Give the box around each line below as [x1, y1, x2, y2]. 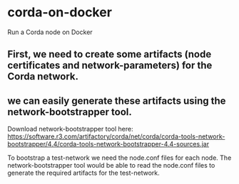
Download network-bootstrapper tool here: [7, 125, 133, 134]
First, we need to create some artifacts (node [7, 48, 212, 60]
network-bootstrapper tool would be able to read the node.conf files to [7, 161, 215, 170]
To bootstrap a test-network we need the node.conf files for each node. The [7, 153, 232, 162]
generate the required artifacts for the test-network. [7, 168, 160, 178]
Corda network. [7, 70, 79, 82]
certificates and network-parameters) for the [7, 60, 213, 72]
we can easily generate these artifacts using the [7, 94, 226, 107]
